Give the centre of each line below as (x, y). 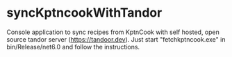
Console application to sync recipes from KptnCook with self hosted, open (113, 32)
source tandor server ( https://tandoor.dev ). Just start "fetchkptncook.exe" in (116, 39)
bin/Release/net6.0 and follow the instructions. (73, 47)
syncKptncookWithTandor (84, 13)
